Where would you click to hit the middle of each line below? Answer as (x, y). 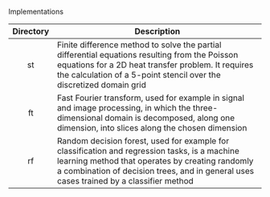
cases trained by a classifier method (125, 181)
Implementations (36, 12)
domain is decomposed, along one (170, 118)
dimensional (80, 118)
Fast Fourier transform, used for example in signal (151, 98)
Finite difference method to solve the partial (139, 45)
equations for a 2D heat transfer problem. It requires (155, 65)
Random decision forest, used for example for (143, 141)
